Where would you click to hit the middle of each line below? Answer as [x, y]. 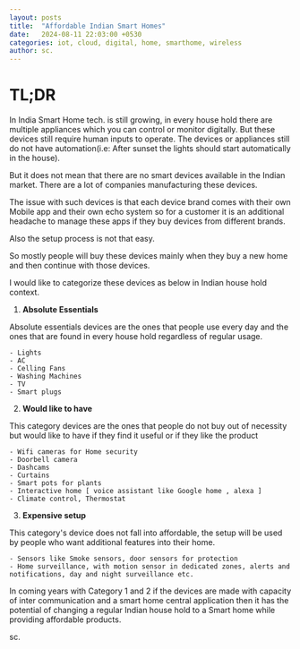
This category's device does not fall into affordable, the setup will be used [146, 533]
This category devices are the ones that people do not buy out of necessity [148, 426]
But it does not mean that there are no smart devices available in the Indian [147, 175]
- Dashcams [30, 468]
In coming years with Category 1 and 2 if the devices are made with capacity [150, 591]
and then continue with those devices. [80, 266]
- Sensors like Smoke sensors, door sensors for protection [124, 559]
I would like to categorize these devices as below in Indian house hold [138, 283]
